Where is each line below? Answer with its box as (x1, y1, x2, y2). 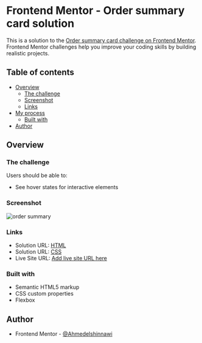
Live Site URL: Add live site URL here (15, 255, 108, 262)
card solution (6, 16, 75, 30)
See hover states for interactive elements (15, 184, 119, 191)
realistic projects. (6, 49, 50, 57)
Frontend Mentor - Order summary (6, 4, 185, 18)
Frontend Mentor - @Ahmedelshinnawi (15, 330, 113, 338)
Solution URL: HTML (15, 241, 66, 249)
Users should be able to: (6, 171, 68, 179)
